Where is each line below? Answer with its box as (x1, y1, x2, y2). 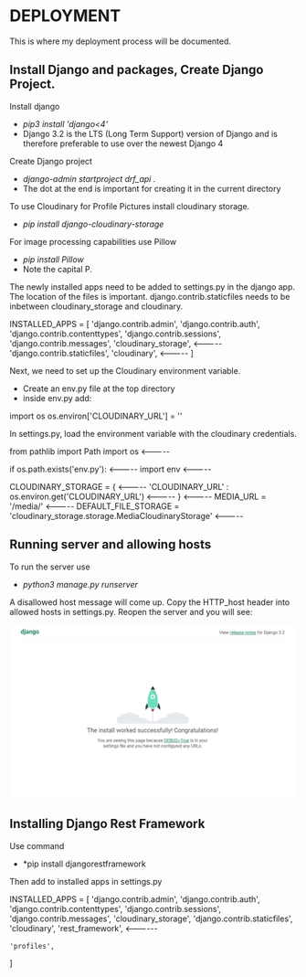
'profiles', (9, 941, 55, 950)
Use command (9, 840, 65, 851)
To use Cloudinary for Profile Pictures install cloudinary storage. (9, 200, 250, 211)
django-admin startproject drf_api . (22, 173, 156, 184)
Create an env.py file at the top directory (22, 383, 175, 394)
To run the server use (9, 561, 90, 572)
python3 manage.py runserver (22, 579, 139, 589)
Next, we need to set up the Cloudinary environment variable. (9, 365, 241, 376)
